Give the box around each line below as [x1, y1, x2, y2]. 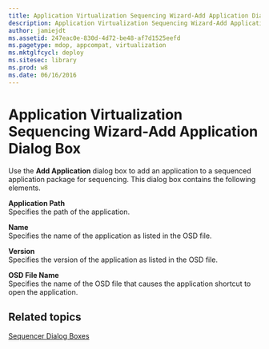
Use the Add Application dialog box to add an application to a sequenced [8, 165, 251, 176]
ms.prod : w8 [8, 64, 48, 72]
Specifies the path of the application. [8, 207, 130, 216]
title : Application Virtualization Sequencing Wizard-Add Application [8, 11, 249, 20]
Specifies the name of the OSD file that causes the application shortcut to [8, 279, 251, 288]
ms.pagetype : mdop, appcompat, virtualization [8, 42, 167, 50]
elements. [8, 183, 42, 192]
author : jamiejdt [8, 26, 66, 34]
